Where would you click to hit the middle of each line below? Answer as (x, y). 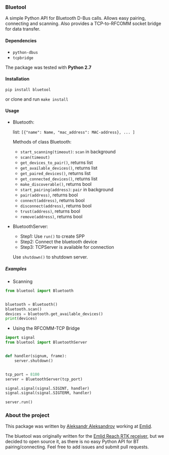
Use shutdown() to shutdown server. (50, 257)
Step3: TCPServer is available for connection (67, 247)
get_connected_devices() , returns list (59, 179)
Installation (17, 79)
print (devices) (21, 319)
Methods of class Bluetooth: (42, 141)
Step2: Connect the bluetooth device (59, 241)
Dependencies (21, 40)
